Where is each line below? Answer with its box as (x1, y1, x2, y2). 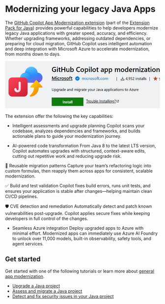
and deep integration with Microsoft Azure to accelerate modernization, (5, 46, 150, 52)
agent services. (12, 241, 44, 246)
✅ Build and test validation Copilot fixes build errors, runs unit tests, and (5, 182, 151, 188)
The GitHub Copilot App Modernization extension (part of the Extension (5, 20, 150, 26)
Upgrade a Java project (12, 283, 60, 289)
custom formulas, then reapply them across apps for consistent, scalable (5, 168, 153, 174)
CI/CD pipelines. (5, 193, 38, 199)
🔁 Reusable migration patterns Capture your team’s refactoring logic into (5, 162, 151, 168)
